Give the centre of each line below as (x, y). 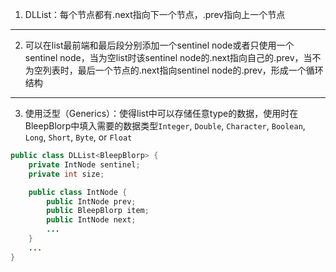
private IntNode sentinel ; (84, 164)
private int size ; (66, 174)
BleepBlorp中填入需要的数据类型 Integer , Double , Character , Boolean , (165, 126)
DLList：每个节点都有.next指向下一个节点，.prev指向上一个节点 (155, 14)
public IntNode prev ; (91, 201)
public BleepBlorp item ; (98, 211)
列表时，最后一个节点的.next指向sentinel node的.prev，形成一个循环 (183, 70)
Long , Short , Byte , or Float (78, 137)
